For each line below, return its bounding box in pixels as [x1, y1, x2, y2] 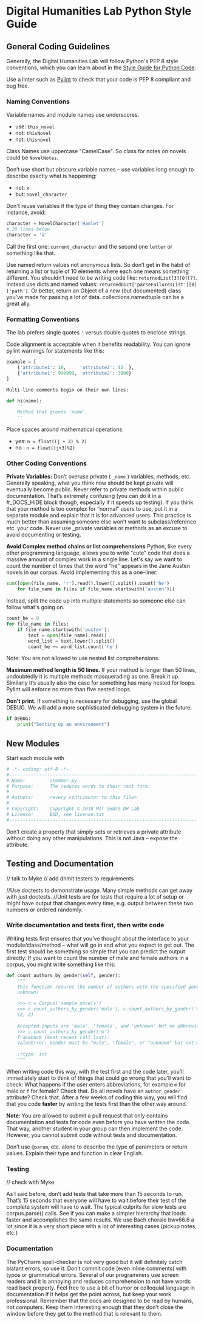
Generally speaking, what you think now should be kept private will [6, 479, 174, 487]
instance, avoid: [6, 209, 46, 216]
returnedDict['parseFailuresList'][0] [99, 282, 197, 288]
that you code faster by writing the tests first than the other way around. [6, 1100, 188, 1107]
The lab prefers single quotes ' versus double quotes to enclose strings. [6, 329, 187, 336]
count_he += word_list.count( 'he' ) [28, 643, 118, 650]
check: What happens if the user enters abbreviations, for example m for [6, 1080, 186, 1088]
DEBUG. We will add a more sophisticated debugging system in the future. [6, 704, 192, 711]
